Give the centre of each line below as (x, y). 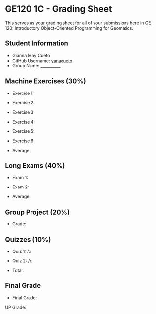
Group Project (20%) (38, 212)
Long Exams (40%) (35, 166)
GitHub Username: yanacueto (42, 61)
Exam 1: (20, 178)
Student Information (37, 44)
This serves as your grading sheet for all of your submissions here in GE (78, 23)
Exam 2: (20, 187)
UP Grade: (16, 307)
